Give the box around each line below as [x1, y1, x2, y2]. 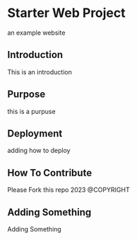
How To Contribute [7, 166, 93, 178]
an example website [7, 28, 66, 37]
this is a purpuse [7, 107, 56, 115]
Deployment [7, 127, 63, 139]
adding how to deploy [7, 147, 71, 155]
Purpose [7, 88, 46, 101]
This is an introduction [7, 67, 72, 76]
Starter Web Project [7, 5, 126, 21]
